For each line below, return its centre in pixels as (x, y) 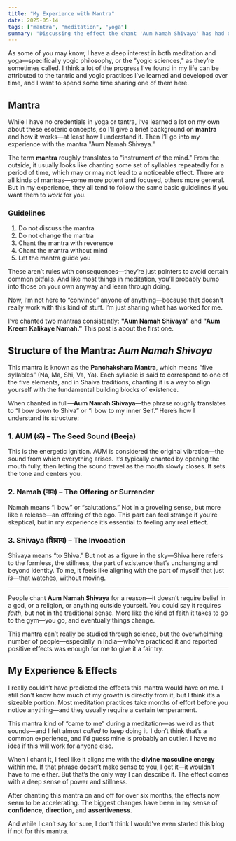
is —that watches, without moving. (57, 578)
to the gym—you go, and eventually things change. (82, 620)
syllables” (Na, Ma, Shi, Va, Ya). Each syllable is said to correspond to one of (118, 375)
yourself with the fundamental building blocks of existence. (93, 390)
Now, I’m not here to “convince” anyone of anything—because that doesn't (116, 300)
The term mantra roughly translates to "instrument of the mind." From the (114, 158)
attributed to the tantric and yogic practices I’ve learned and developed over (118, 76)
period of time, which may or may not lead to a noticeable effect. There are (116, 173)
